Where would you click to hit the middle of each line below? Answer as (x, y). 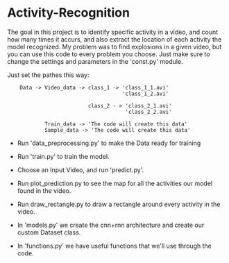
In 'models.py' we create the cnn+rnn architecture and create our (111, 225)
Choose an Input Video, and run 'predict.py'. (80, 170)
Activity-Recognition (69, 13)
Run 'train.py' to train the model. (63, 156)
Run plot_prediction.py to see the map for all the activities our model (115, 183)
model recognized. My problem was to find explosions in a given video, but (114, 46)
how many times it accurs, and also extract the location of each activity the (114, 39)
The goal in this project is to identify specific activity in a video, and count (113, 32)
